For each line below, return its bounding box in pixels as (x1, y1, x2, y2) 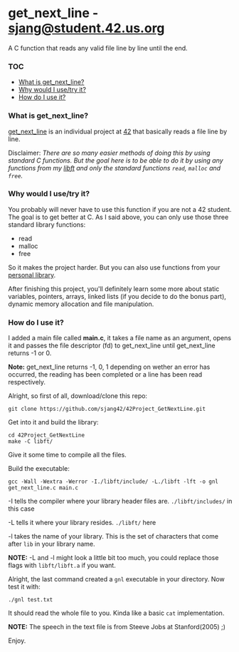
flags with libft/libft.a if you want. (8, 561, 116, 570)
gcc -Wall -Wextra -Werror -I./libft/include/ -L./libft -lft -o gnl (8, 478, 219, 486)
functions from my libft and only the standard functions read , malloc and (8, 163, 221, 172)
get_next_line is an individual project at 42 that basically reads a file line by (8, 127, 228, 136)
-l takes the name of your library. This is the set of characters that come (8, 532, 219, 541)
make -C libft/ (8, 438, 53, 445)
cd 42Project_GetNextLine (8, 432, 85, 439)
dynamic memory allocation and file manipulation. (8, 300, 154, 308)
